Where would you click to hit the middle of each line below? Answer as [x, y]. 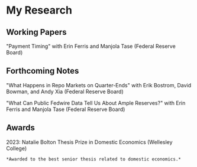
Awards [21, 128]
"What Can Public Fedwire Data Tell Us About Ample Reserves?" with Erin [96, 103]
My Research [39, 10]
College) [17, 148]
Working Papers [36, 32]
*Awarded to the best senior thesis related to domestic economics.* [94, 159]
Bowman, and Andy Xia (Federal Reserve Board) [65, 91]
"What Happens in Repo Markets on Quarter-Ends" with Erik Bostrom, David [98, 85]
